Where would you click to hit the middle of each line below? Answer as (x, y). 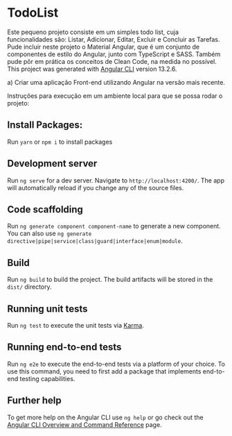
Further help (35, 401)
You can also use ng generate (50, 233)
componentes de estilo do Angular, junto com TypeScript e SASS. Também (114, 54)
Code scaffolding (45, 209)
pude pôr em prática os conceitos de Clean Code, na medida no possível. (112, 61)
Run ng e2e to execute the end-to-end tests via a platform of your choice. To (116, 364)
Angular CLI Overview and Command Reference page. (84, 424)
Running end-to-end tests (64, 347)
